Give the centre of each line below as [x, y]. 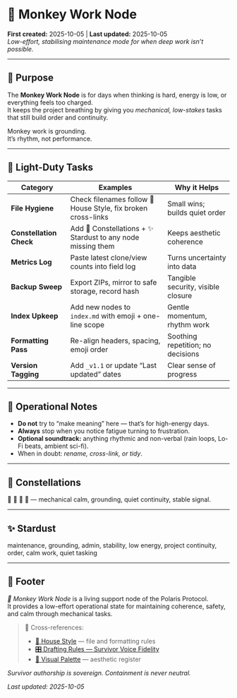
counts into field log [103, 266]
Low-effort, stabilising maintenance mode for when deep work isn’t [105, 41]
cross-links [89, 217]
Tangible [182, 278]
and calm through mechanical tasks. [60, 613]
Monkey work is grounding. [47, 131]
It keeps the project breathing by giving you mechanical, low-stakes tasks [115, 110]
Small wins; [186, 203]
